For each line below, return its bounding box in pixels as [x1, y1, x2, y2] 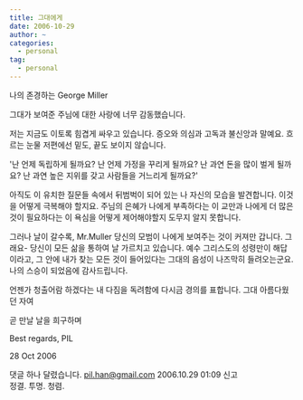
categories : [9, 38, 54, 48]
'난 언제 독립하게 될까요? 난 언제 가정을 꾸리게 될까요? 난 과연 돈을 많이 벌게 [9, 158, 275, 169]
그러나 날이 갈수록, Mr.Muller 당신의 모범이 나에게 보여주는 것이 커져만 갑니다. [9, 231, 283, 242]
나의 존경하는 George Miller [9, 90, 109, 100]
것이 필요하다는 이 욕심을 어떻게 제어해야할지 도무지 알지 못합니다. [9, 212, 241, 223]
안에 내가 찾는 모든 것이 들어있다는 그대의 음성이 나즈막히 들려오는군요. [44, 253, 294, 264]
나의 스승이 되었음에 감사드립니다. [9, 264, 128, 276]
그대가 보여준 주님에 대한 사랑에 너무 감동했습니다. [9, 109, 186, 119]
